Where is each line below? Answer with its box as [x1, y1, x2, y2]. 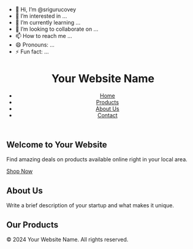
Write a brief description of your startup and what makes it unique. [6, 202, 175, 209]
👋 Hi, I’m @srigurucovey [15, 6, 77, 13]
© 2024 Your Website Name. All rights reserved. [6, 236, 129, 243]
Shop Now [6, 167, 33, 175]
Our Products [6, 220, 59, 230]
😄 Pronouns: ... [15, 41, 55, 48]
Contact [97, 111, 118, 119]
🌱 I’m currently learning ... [15, 19, 81, 26]
